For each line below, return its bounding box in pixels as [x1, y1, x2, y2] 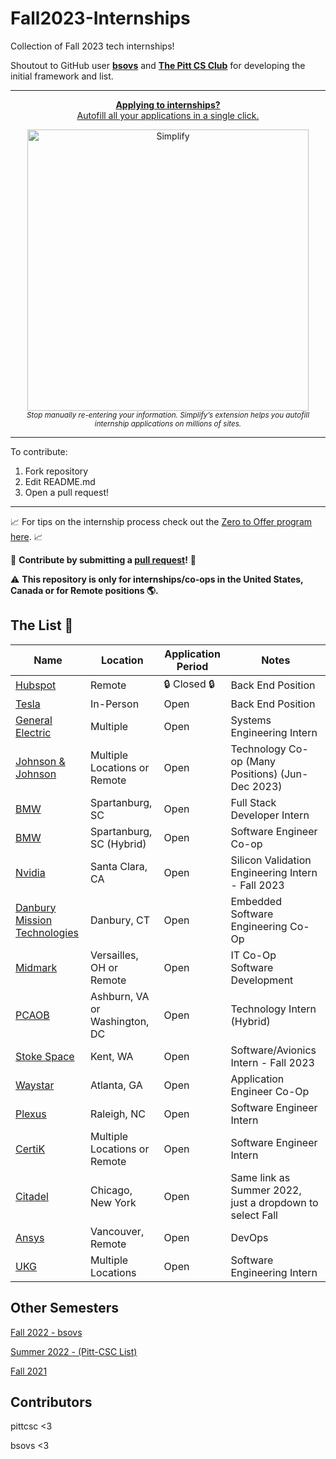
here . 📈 [10, 530, 43, 542]
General [15, 713, 53, 727]
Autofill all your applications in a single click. [76, 109, 260, 121]
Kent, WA [90, 1049, 134, 1063]
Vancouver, [90, 1224, 145, 1238]
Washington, [90, 1014, 150, 1028]
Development [230, 973, 294, 987]
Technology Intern [230, 1002, 317, 1016]
